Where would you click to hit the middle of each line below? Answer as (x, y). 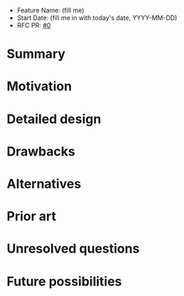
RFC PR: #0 (34, 25)
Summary (36, 54)
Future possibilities (64, 281)
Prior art (31, 216)
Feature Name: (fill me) (50, 10)
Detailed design (54, 119)
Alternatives (44, 183)
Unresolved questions (73, 249)
